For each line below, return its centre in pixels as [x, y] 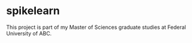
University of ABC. [29, 33]
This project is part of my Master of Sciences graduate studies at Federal [96, 27]
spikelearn [33, 11]
